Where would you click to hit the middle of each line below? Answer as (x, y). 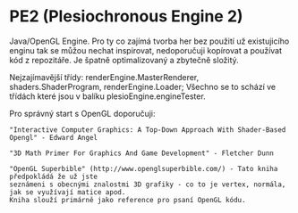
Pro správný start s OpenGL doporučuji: (82, 113)
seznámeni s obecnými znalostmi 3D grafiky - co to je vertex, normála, (148, 184)
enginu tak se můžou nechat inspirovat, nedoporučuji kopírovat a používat (146, 50)
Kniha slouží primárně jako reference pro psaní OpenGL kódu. (128, 200)
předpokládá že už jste (54, 176)
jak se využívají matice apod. (68, 192)
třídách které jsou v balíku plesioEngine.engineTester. (107, 96)
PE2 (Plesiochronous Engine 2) (126, 16)
